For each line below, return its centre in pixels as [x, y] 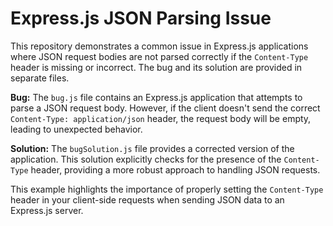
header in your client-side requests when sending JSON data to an [147, 199]
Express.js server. [47, 210]
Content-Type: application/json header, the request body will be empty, [161, 118]
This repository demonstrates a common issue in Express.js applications [159, 46]
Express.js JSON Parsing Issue [141, 18]
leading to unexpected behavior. [76, 129]
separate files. [40, 78]
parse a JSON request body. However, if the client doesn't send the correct [165, 108]
